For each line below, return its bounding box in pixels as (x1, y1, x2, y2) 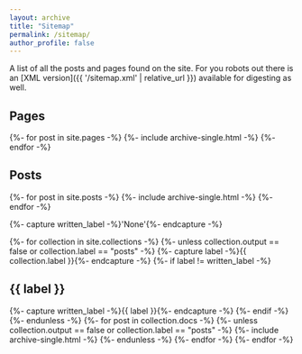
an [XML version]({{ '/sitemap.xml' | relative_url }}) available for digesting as (9, 73, 292, 84)
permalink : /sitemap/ (9, 30, 91, 39)
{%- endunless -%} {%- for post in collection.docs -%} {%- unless (9, 314, 259, 325)
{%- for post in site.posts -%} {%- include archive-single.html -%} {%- (9, 191, 273, 203)
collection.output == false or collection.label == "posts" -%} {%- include (9, 324, 279, 335)
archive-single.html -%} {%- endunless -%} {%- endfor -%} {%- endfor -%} (9, 334, 294, 345)
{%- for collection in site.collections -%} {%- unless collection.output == (9, 236, 279, 247)
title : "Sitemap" (9, 22, 75, 31)
